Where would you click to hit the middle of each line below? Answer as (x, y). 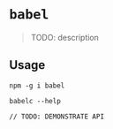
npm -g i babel (37, 86)
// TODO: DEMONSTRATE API (56, 117)
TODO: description (65, 37)
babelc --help (35, 101)
